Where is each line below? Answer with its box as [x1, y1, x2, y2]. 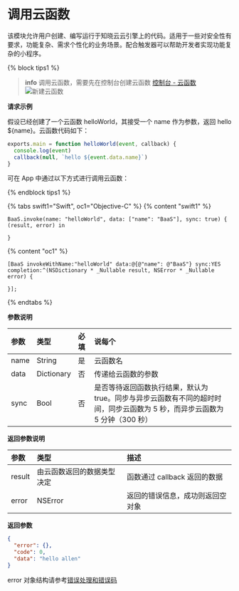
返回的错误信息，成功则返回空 [127, 491, 227, 501]
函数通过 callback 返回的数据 [127, 472, 223, 482]
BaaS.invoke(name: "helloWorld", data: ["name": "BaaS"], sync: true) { [7, 216, 228, 223]
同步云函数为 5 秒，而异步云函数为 [108, 404, 224, 414]
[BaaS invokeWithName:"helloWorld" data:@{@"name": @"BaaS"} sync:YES [7, 261, 221, 268]
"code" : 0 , [14, 549, 46, 556]
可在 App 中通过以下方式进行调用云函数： [7, 174, 129, 182]
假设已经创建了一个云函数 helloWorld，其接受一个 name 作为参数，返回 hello [7, 117, 232, 125]
